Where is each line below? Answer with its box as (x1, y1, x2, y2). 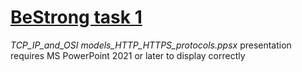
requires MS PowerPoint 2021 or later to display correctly (10, 49, 246, 61)
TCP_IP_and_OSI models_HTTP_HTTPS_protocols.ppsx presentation (10, 39, 292, 51)
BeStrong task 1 (10, 6, 143, 29)
